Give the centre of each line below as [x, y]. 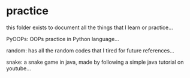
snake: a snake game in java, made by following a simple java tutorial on [95, 62]
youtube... [19, 68]
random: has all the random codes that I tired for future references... [91, 50]
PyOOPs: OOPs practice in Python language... [63, 39]
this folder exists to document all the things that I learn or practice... [90, 27]
